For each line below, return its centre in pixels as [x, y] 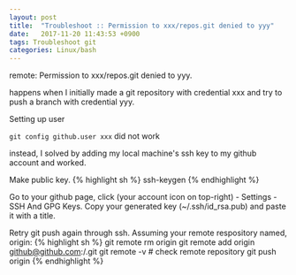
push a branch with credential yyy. [72, 102]
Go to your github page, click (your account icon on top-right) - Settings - [143, 197]
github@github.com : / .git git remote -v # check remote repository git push [143, 252]
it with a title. [32, 216]
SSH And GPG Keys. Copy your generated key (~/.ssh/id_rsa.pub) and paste [148, 206]
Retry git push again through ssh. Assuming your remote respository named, [148, 233]
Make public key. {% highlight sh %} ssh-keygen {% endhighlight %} [134, 180]
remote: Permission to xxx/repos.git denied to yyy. [101, 75]
